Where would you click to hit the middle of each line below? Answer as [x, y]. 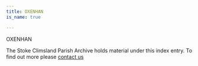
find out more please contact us [45, 57]
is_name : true [24, 17]
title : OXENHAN [25, 11]
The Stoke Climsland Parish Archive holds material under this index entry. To [99, 50]
